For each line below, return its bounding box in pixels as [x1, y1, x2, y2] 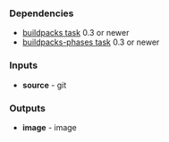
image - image [21, 121, 78, 132]
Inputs [9, 59, 38, 71]
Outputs [9, 102, 46, 114]
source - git [21, 79, 67, 90]
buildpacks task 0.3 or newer [21, 28, 130, 38]
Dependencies [9, 7, 74, 20]
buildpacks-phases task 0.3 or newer [21, 37, 160, 47]
